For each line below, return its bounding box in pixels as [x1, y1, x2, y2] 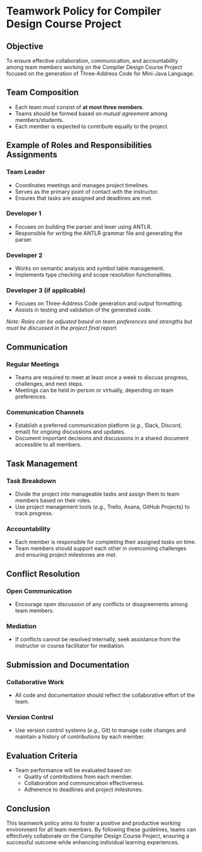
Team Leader [6, 168, 46, 176]
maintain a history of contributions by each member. [14, 733, 145, 740]
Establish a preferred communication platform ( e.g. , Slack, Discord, [14, 421, 182, 429]
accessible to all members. [14, 441, 82, 448]
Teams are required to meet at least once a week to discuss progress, [14, 374, 189, 381]
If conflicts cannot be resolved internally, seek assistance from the [14, 636, 181, 643]
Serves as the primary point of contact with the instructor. [14, 188, 159, 195]
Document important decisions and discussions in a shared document [14, 435, 189, 442]
